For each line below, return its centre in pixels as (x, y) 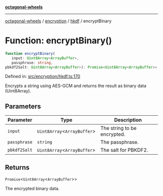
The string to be (118, 128)
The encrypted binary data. (32, 189)
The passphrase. (120, 142)
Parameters (23, 106)
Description (128, 120)
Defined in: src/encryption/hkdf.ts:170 (43, 76)
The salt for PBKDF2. (124, 150)
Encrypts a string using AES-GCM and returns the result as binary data (76, 86)
